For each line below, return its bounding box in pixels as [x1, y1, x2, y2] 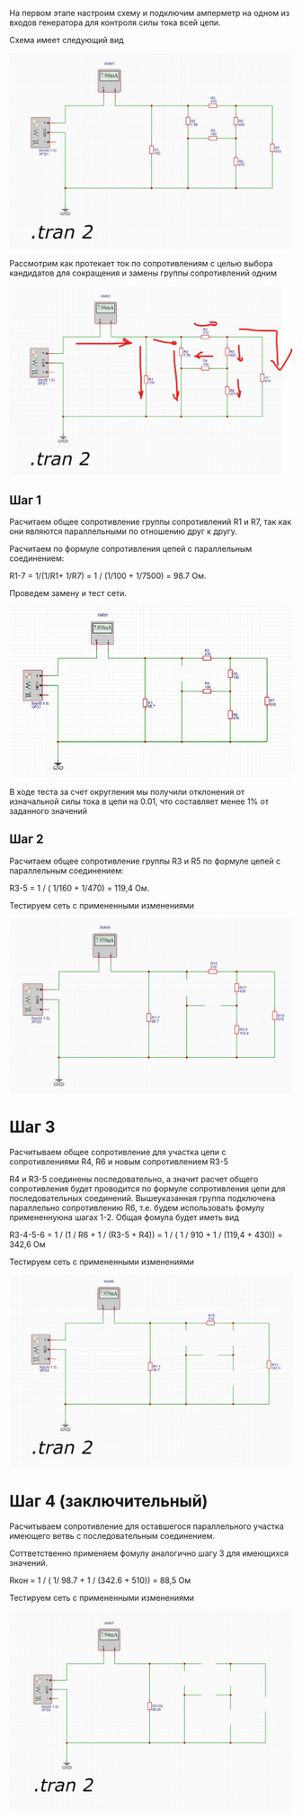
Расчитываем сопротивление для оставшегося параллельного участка [9, 1521, 285, 1532]
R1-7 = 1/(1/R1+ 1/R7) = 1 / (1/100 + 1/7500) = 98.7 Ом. [9, 571, 207, 582]
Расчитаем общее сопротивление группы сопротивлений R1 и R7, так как [9, 517, 292, 528]
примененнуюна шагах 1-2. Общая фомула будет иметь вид [9, 1211, 240, 1223]
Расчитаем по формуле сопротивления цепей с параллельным [9, 544, 253, 555]
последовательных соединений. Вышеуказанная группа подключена [9, 1192, 276, 1203]
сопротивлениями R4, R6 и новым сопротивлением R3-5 [9, 1156, 229, 1167]
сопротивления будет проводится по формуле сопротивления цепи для [9, 1183, 286, 1194]
